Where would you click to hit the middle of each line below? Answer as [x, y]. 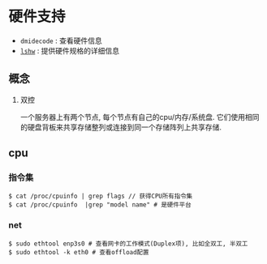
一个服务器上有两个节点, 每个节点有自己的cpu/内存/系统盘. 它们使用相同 [140, 117]
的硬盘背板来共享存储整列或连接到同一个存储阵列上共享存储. [121, 127]
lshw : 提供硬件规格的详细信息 [70, 50]
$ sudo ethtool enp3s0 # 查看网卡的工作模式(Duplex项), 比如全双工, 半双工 [128, 244]
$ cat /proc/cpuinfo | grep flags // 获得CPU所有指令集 [101, 196]
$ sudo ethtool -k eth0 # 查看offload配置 [79, 252]
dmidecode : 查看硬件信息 [61, 40]
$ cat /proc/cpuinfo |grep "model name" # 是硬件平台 [100, 205]
